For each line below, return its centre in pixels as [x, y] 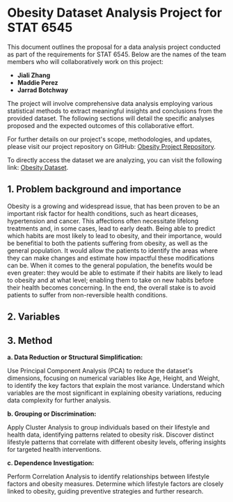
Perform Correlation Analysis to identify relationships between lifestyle [109, 476]
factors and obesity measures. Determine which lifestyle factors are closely [115, 484]
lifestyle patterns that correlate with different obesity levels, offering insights [116, 442]
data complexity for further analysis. [59, 400]
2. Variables [34, 317]
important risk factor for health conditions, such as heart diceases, [103, 213]
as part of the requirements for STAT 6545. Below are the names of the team [117, 54]
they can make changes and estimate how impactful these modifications [111, 258]
